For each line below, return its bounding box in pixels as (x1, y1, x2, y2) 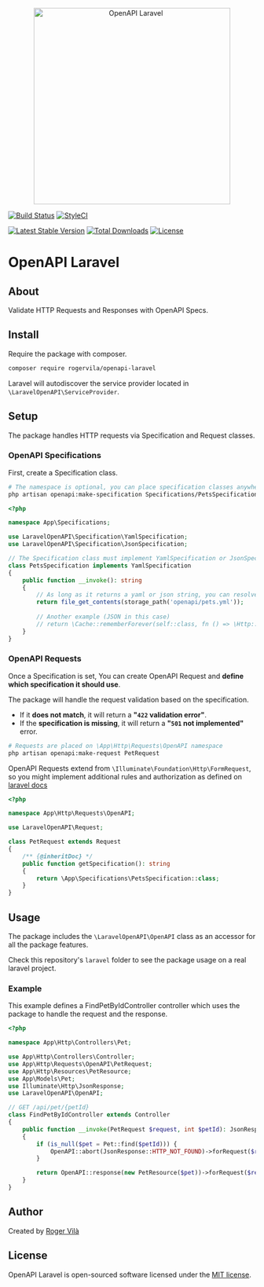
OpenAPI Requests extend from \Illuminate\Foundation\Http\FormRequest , (8, 763, 251, 773)
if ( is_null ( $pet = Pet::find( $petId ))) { (36, 1140, 178, 1148)
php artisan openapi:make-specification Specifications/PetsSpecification (8, 490, 258, 498)
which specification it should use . (8, 680, 121, 689)
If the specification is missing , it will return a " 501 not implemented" (19, 718, 244, 728)
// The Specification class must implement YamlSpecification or (8, 555, 226, 563)
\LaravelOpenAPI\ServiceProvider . (8, 387, 119, 396)
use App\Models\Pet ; (8, 1075, 76, 1083)
